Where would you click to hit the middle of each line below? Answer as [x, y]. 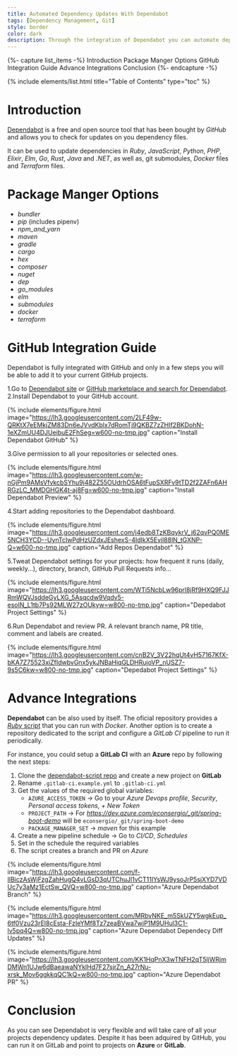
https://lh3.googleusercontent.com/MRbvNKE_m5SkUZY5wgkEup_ [129, 915]
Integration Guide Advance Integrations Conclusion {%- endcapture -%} [113, 68]
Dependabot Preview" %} [44, 497]
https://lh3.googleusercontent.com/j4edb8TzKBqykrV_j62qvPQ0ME [131, 532]
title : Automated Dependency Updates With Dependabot [88, 14]
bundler [29, 214]
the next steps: [29, 762]
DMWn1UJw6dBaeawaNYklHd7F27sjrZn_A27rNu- [79, 967]
